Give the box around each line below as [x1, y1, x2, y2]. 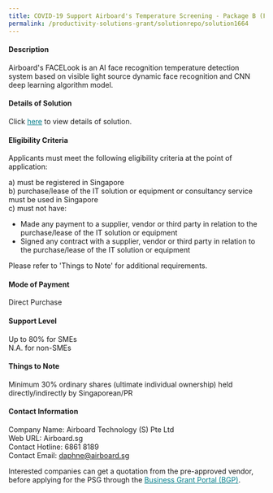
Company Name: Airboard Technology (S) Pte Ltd [8, 424, 175, 435]
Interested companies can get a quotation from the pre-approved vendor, [8, 466, 254, 476]
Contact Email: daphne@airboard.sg [8, 450, 130, 460]
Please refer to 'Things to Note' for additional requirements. [8, 261, 208, 270]
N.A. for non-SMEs [8, 343, 71, 352]
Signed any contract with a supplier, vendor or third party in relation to [19, 236, 256, 246]
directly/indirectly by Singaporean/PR [8, 387, 133, 398]
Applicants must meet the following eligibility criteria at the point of [8, 154, 233, 163]
